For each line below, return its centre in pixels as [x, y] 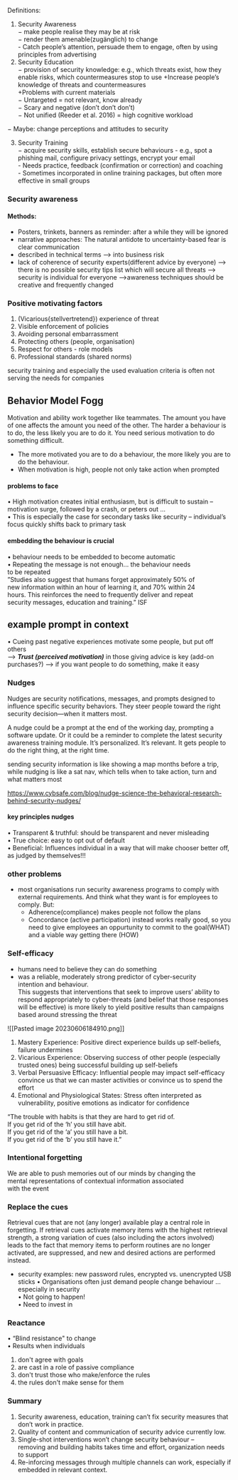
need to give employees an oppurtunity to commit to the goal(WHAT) [129, 927]
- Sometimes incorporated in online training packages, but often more [120, 173]
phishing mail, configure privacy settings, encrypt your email [106, 158]
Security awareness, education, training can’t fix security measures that [123, 1417]
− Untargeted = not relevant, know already [80, 100]
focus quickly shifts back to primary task [67, 524]
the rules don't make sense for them [71, 1382]
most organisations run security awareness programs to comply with [118, 889]
